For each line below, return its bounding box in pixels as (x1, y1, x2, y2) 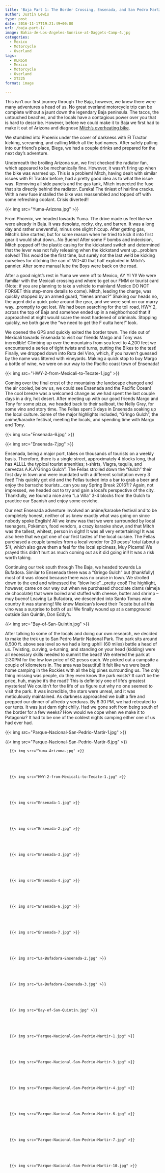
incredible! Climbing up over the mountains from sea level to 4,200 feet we (5, 339, 156, 346)
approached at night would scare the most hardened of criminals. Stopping (5, 314, 157, 320)
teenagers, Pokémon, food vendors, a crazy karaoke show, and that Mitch (5, 523, 155, 529)
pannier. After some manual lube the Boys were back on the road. (5, 263, 138, 269)
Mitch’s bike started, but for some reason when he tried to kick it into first (5, 231, 153, 237)
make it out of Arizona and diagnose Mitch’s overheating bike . (5, 124, 130, 131)
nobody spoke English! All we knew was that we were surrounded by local (5, 518, 155, 524)
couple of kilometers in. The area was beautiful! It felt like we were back (5, 662, 151, 668)
